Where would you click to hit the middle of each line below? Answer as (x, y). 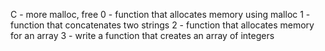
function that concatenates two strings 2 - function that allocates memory (162, 25)
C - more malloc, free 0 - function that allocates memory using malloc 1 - (160, 14)
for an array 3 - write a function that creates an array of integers (142, 35)
